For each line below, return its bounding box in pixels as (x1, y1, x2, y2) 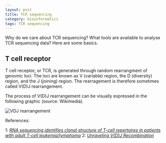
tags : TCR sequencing (5, 21, 50, 26)
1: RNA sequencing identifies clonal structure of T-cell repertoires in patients (5, 127, 161, 133)
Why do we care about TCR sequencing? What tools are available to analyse (5, 35, 161, 41)
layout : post (5, 7, 32, 12)
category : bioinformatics (5, 16, 58, 21)
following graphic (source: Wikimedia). (5, 98, 84, 104)
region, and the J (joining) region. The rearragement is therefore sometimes (5, 78, 159, 84)
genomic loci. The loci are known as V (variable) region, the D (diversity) (5, 73, 153, 79)
